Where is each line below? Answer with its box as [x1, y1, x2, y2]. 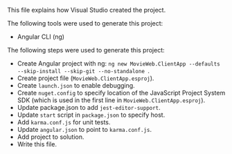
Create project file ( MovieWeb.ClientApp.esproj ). [17, 74, 154, 82]
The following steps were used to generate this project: [7, 46, 165, 54]
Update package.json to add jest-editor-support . [17, 104, 161, 111]
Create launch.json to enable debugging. [17, 81, 135, 89]
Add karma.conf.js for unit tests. [17, 118, 111, 126]
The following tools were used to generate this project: [7, 19, 163, 27]
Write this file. [17, 140, 57, 148]
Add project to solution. [17, 133, 84, 141]
